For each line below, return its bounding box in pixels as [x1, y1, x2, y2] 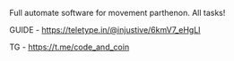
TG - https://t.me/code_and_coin [9, 42, 130, 52]
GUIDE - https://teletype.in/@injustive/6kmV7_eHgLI [9, 25, 201, 34]
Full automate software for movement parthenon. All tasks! [9, 8, 226, 18]
